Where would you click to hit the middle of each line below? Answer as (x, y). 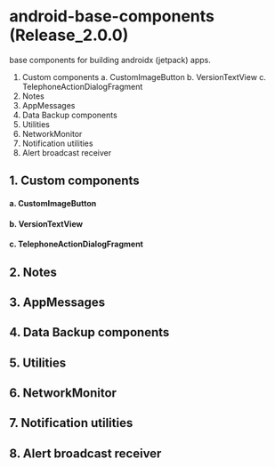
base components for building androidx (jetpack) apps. (110, 60)
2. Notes (33, 272)
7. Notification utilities (71, 423)
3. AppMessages (57, 302)
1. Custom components (74, 181)
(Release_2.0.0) (69, 35)
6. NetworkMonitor (63, 393)
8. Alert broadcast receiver (85, 453)
